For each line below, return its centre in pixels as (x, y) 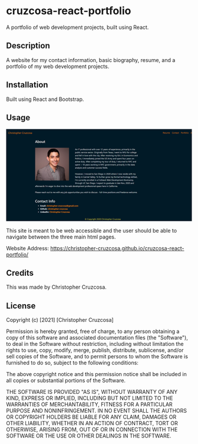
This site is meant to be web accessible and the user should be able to (92, 230)
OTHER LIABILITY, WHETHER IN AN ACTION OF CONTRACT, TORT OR (92, 423)
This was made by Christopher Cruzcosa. (57, 287)
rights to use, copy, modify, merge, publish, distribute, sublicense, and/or (95, 350)
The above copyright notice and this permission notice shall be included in (96, 374)
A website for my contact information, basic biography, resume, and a (91, 60)
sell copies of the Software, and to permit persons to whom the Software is (97, 357)
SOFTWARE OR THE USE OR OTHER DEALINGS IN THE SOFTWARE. (89, 436)
